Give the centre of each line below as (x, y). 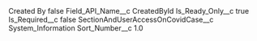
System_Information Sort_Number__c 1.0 (76, 28)
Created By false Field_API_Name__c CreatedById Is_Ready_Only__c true (129, 11)
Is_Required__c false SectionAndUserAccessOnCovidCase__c (111, 19)
